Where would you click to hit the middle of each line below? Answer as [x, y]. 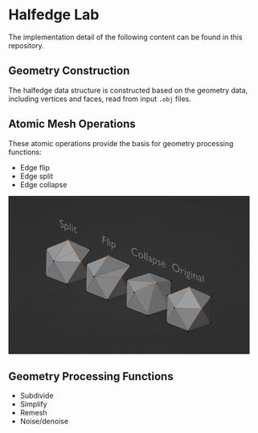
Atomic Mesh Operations [72, 124]
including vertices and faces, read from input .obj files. [100, 99]
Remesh [33, 413]
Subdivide [37, 396]
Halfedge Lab [54, 15]
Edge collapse [43, 184]
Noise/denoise [44, 421]
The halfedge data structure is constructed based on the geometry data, [128, 90]
